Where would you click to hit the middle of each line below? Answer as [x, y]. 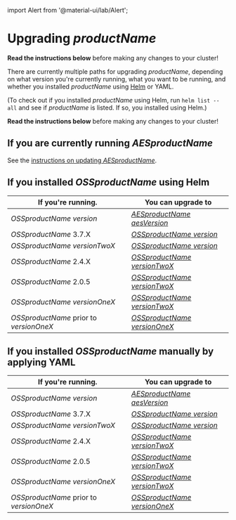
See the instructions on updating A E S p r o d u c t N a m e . [82, 160]
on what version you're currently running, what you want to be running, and [117, 79]
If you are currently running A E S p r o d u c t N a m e [110, 143]
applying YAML [41, 362]
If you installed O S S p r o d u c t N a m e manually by [111, 351]
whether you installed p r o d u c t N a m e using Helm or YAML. [91, 86]
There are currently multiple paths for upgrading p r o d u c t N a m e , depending [115, 71]
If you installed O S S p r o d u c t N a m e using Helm [109, 182]
